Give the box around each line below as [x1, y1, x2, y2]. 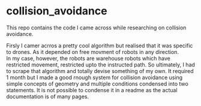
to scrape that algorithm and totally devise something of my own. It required [6, 67, 194, 74]
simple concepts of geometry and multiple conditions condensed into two [6, 80, 189, 87]
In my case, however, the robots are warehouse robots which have [6, 54, 171, 62]
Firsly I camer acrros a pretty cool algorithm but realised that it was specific [6, 42, 193, 49]
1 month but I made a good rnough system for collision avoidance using [6, 74, 183, 81]
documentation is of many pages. [6, 93, 89, 100]
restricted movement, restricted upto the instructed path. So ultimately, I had [6, 61, 195, 68]
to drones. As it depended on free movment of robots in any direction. [6, 48, 179, 55]
